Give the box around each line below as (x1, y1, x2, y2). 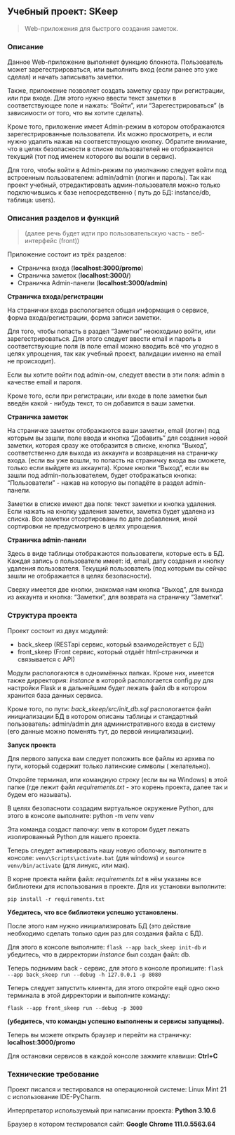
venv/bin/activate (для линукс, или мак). (7, 861, 130, 869)
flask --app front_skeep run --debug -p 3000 (7, 1004, 142, 1011)
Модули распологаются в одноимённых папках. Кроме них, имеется (7, 668, 215, 677)
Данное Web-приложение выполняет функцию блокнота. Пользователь (7, 58, 223, 66)
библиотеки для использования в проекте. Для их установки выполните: (7, 882, 227, 890)
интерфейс (24, 237, 58, 245)
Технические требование (7, 1069, 100, 1079)
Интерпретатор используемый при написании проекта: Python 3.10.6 (7, 1106, 216, 1115)
